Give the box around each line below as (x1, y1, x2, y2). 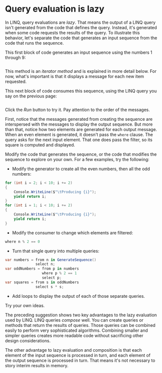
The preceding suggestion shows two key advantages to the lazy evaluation (5, 312, 157, 318)
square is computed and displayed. (5, 142, 75, 147)
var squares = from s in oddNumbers (5, 280, 79, 285)
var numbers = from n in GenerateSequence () (5, 257, 97, 262)
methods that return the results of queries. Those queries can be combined (5, 322, 156, 328)
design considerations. (5, 338, 51, 343)
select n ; (35, 262, 55, 267)
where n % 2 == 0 (5, 239, 40, 244)
